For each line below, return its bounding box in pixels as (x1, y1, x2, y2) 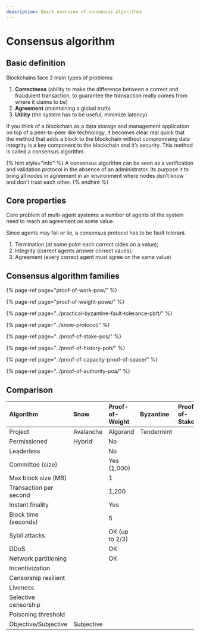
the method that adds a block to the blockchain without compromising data (6, 135, 190, 142)
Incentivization (9, 564, 51, 573)
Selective (9, 593, 36, 601)
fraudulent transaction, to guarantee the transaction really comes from (14, 92, 187, 99)
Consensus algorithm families (6, 271, 120, 281)
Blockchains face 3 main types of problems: (6, 74, 114, 81)
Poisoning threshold (9, 610, 65, 619)
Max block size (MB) (9, 474, 67, 482)
